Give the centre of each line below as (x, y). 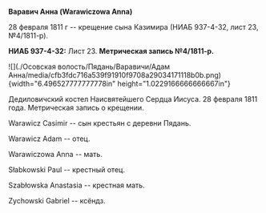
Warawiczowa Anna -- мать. (55, 154)
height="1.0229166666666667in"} (174, 84)
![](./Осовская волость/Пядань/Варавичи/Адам (89, 66)
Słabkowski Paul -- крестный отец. (67, 170)
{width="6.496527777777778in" (62, 84)
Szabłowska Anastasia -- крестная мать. (77, 185)
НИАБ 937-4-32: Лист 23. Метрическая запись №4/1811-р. (111, 51)
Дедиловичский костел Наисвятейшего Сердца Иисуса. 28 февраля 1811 (133, 99)
